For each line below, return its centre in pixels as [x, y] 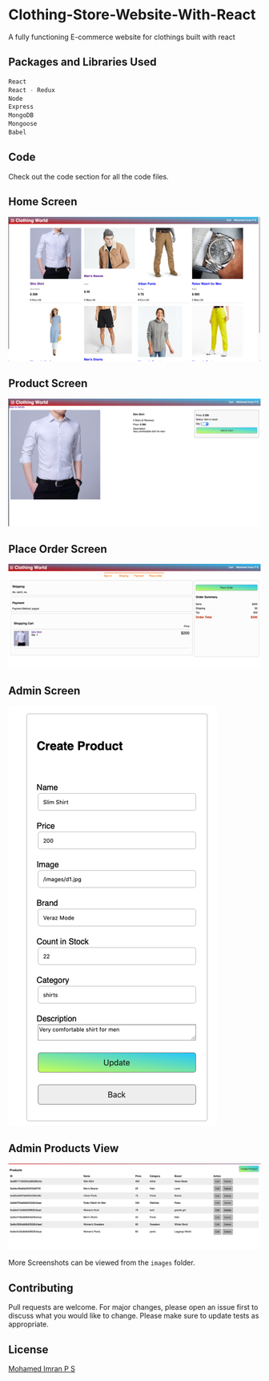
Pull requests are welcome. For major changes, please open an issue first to [133, 1307]
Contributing [41, 1288]
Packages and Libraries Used [82, 62]
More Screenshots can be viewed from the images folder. [102, 1262]
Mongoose [23, 124]
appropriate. [29, 1324]
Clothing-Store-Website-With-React [132, 15]
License [28, 1349]
